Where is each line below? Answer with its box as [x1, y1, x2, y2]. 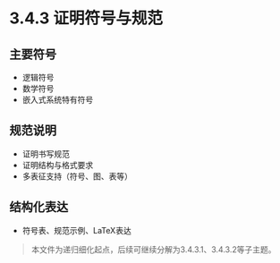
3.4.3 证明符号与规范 [9, 8, 164, 29]
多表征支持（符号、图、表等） [21, 171, 132, 182]
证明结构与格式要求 [21, 159, 94, 170]
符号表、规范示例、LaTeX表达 [21, 225, 132, 235]
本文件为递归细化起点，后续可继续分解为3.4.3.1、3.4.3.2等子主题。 [30, 243, 276, 255]
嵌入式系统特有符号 [21, 95, 94, 105]
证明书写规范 [21, 148, 70, 159]
